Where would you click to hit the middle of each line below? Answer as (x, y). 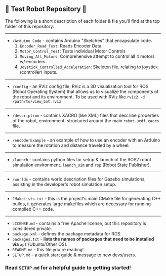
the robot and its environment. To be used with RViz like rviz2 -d (78, 96)
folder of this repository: (30, 26)
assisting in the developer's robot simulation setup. (64, 184)
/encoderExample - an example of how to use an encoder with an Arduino (86, 140)
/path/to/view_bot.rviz (37, 101)
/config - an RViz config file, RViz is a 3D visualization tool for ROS (80, 86)
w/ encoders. (33, 61)
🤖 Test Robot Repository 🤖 (46, 9)
